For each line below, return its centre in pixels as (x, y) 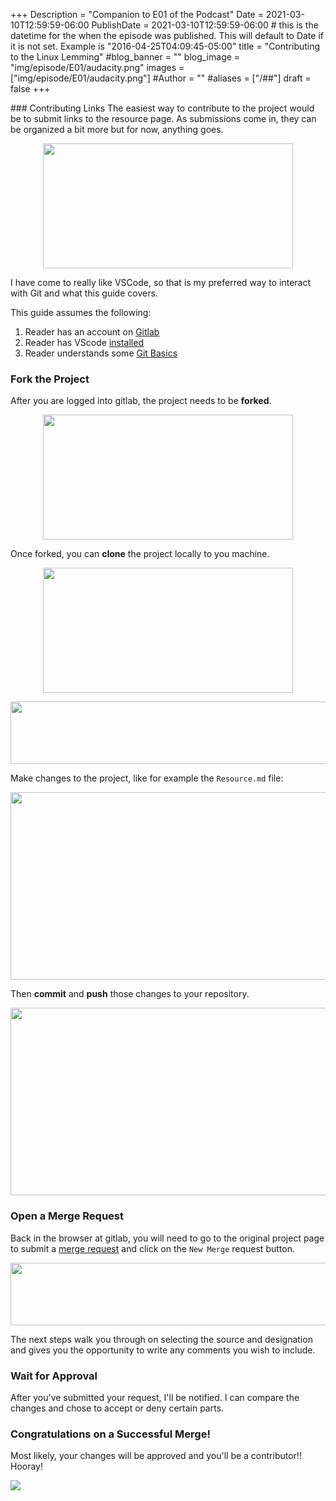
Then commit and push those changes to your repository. (130, 994)
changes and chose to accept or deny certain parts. (117, 1408)
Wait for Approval (54, 1376)
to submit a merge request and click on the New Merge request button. (152, 1248)
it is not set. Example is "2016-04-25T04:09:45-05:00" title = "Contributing (165, 46)
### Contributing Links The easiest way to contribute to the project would (162, 108)
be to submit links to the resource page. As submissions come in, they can (163, 118)
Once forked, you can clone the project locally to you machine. (140, 554)
